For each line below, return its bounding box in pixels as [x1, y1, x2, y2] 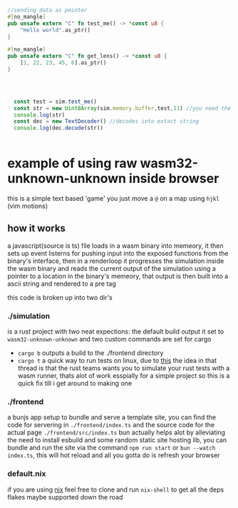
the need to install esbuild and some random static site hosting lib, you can [7, 436, 227, 444]
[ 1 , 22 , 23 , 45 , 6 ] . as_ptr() [20, 59, 107, 66]
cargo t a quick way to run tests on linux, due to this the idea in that [17, 357, 217, 365]
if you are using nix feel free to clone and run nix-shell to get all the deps [7, 485, 224, 494]
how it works [7, 222, 66, 234]
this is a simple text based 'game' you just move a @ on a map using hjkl [7, 194, 219, 202]
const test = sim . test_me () [14, 98, 98, 105]
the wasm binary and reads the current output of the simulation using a [7, 264, 216, 272]
